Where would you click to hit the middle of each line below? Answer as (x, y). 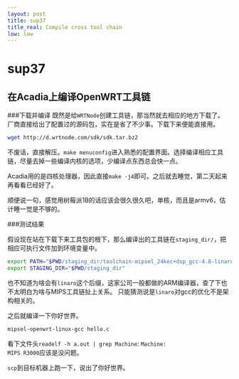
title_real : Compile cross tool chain (65, 27)
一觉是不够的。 (42, 209)
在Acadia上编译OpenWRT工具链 (79, 97)
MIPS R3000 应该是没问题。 (45, 352)
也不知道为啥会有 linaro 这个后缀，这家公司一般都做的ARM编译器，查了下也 (117, 282)
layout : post (27, 14)
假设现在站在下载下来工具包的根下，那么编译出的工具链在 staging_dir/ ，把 (117, 240)
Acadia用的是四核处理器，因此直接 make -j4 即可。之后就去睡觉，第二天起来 (117, 176)
